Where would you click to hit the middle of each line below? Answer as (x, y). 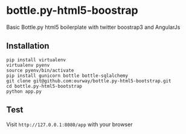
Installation (28, 46)
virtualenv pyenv (28, 65)
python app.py (24, 91)
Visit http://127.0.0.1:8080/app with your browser (69, 124)
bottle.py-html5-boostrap (72, 11)
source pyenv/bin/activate (40, 70)
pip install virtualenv (36, 60)
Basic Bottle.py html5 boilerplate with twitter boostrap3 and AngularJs (93, 27)
